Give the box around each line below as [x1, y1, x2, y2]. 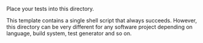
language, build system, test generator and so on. [6, 30, 132, 37]
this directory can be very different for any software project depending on [6, 24, 193, 30]
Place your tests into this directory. [6, 5, 94, 12]
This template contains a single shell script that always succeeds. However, [6, 17, 197, 24]
